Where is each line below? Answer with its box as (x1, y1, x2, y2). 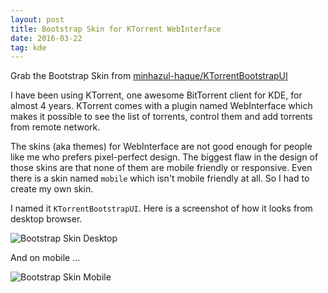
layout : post (10, 14, 65, 25)
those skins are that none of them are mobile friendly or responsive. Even (10, 162, 313, 174)
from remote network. (10, 121, 101, 133)
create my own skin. (10, 183, 94, 195)
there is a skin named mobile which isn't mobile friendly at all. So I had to (10, 172, 310, 185)
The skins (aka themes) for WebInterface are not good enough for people (10, 141, 313, 153)
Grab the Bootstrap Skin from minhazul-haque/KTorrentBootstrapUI (10, 70, 288, 82)
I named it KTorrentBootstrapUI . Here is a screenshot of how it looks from (10, 202, 313, 215)
